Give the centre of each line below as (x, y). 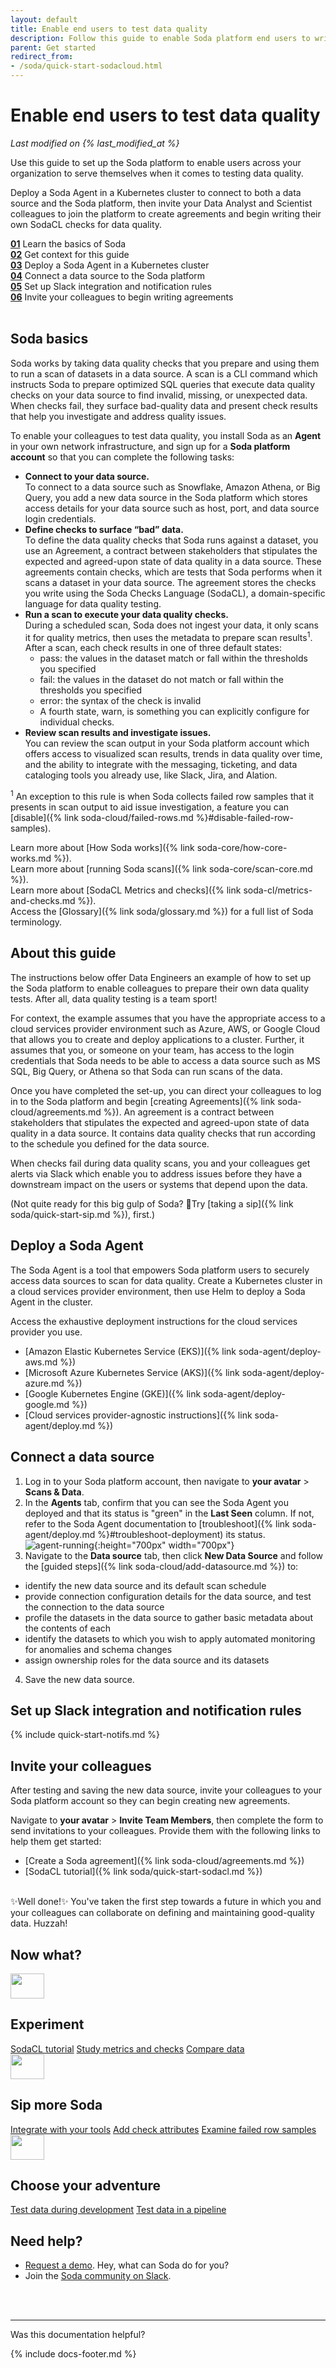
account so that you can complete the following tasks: (122, 457)
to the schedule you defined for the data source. (110, 1143)
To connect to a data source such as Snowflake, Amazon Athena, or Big (172, 487)
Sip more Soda (56, 2105)
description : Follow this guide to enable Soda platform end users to (160, 38)
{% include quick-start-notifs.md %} (85, 1735)
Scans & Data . (54, 1492)
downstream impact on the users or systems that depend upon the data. (159, 1184)
